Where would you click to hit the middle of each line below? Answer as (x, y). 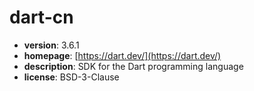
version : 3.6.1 (51, 45)
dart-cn (41, 17)
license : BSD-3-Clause (71, 77)
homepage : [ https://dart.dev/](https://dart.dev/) (122, 55)
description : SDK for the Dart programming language (133, 66)
